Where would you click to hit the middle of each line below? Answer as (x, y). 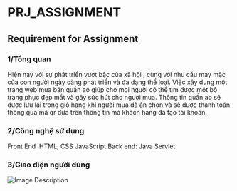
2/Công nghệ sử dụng (46, 130)
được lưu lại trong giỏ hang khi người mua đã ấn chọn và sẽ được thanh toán (119, 105)
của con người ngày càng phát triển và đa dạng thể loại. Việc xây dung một (117, 82)
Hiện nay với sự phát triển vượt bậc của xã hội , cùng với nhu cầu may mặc (117, 74)
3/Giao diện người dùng (49, 165)
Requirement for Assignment (73, 39)
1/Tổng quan (29, 59)
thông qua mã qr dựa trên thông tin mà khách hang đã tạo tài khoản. (107, 112)
